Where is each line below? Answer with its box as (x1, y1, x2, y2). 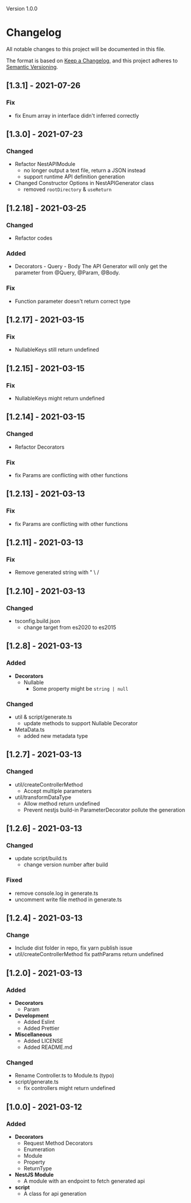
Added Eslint (23, 1019, 55, 1026)
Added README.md (23, 1044, 73, 1051)
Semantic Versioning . (6, 63, 58, 70)
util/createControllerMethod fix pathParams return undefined (14, 951, 164, 958)
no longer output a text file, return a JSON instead (23, 167, 146, 174)
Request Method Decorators (23, 1139, 93, 1147)
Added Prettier (23, 1025, 60, 1032)
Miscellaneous (14, 1031, 52, 1038)
